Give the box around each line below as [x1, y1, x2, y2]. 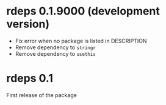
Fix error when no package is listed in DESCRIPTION [15, 37, 147, 44]
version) [6, 17, 50, 31]
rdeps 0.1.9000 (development [6, 4, 160, 18]
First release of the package [6, 91, 78, 98]
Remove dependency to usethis [15, 50, 96, 57]
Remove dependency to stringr [15, 44, 96, 51]
